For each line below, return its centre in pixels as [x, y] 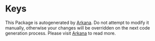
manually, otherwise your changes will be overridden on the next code [77, 27]
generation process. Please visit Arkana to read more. [60, 33]
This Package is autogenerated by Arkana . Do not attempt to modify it [77, 22]
